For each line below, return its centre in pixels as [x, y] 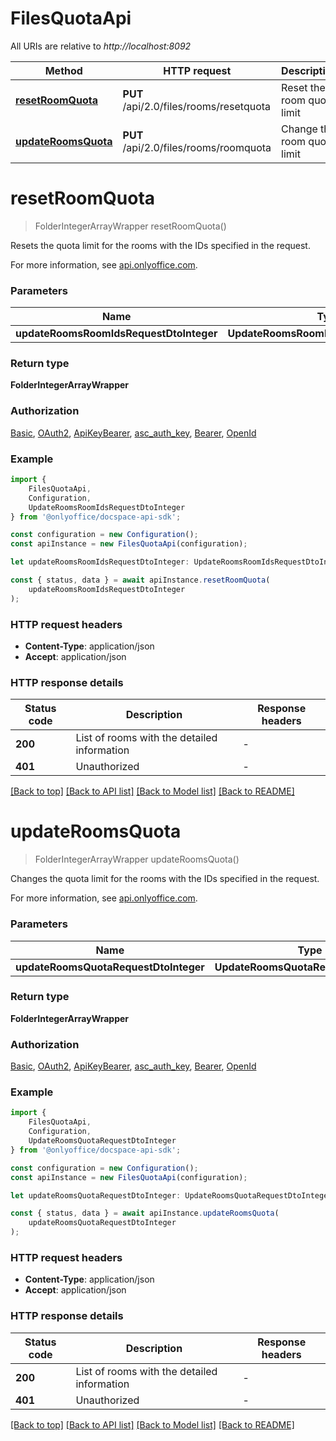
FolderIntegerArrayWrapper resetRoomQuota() [130, 226]
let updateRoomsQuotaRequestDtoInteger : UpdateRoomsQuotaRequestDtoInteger [171, 1195]
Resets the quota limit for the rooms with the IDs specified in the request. [160, 245]
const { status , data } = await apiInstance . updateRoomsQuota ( [145, 1213]
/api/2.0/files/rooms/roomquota [197, 147]
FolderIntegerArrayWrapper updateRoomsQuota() [137, 859]
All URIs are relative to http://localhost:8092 [101, 46]
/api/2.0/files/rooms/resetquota [197, 106]
